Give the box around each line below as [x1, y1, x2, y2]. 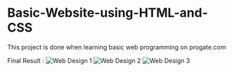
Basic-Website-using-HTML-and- [7, 5, 209, 21]
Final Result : [7, 56, 44, 64]
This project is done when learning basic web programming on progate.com [7, 43, 226, 51]
